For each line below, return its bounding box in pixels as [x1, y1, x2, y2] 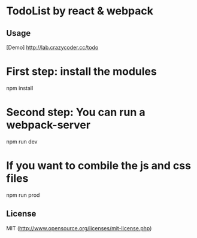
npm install [6, 84, 34, 91]
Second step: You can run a [6, 106, 146, 119]
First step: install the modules [6, 65, 157, 78]
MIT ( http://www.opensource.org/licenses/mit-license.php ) [6, 224, 152, 231]
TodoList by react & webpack [6, 4, 154, 18]
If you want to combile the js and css [6, 159, 192, 173]
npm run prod [6, 191, 40, 199]
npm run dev [6, 138, 38, 145]
